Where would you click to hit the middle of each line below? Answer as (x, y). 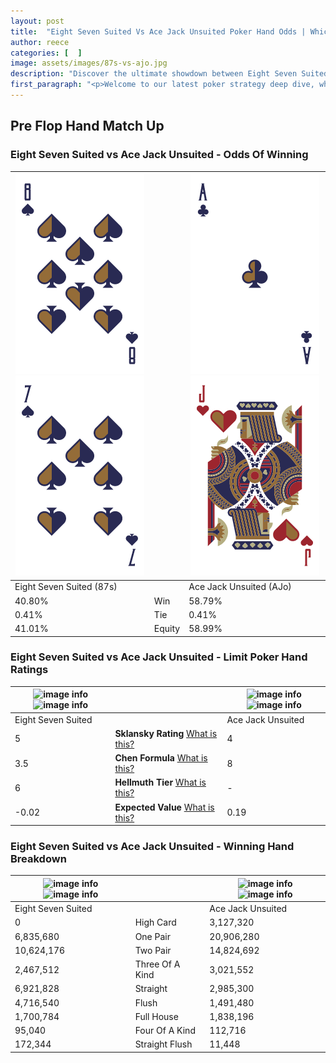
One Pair (152, 936)
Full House (156, 1016)
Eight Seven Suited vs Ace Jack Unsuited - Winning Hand (152, 847)
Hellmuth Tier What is (160, 782)
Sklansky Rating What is (166, 733)
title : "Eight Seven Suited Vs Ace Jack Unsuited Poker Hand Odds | (158, 31)
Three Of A (157, 964)
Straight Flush (163, 1044)
